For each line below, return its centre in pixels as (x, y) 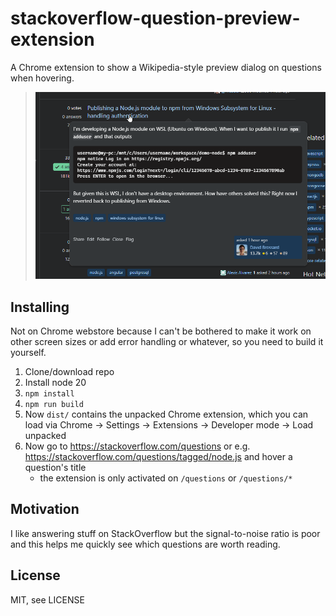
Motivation (45, 509)
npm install (49, 394)
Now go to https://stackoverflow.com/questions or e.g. (137, 446)
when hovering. (42, 78)
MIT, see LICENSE (47, 599)
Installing (40, 307)
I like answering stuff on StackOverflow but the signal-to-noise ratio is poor (165, 533)
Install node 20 (55, 383)
